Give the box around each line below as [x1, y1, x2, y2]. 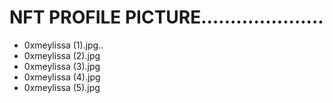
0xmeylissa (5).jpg [23, 81, 101, 93]
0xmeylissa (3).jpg [23, 60, 101, 72]
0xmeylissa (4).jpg [23, 71, 101, 83]
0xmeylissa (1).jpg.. [23, 39, 104, 51]
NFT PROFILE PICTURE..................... [9, 6, 324, 29]
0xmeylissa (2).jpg [23, 49, 101, 61]
